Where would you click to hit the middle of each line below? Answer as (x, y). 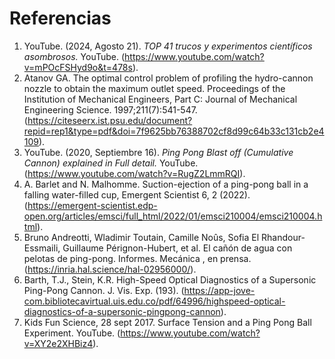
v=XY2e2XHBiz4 (58, 343)
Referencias (60, 18)
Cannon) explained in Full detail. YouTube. (111, 163)
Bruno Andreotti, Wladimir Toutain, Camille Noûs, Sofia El (141, 237)
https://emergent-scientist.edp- (92, 205)
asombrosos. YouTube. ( (74, 56)
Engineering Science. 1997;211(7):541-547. (110, 109)
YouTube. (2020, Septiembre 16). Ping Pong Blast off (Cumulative (158, 152)
